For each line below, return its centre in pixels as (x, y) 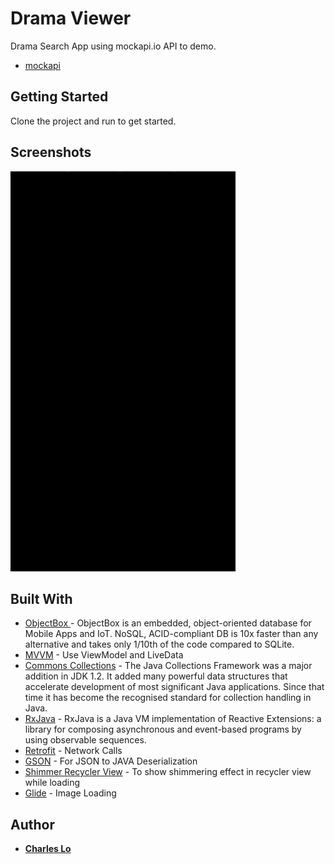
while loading (52, 783)
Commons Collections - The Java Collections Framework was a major (168, 666)
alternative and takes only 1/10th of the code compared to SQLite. (159, 644)
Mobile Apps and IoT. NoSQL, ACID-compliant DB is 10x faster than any (171, 634)
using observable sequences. (85, 740)
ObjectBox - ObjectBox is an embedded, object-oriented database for (168, 623)
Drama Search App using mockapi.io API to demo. (113, 46)
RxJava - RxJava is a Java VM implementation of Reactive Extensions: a (173, 719)
